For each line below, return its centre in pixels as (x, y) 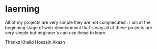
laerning (23, 9)
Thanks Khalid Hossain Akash (35, 42)
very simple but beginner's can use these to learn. (56, 33)
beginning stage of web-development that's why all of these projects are (78, 27)
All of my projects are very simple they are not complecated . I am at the (78, 22)
